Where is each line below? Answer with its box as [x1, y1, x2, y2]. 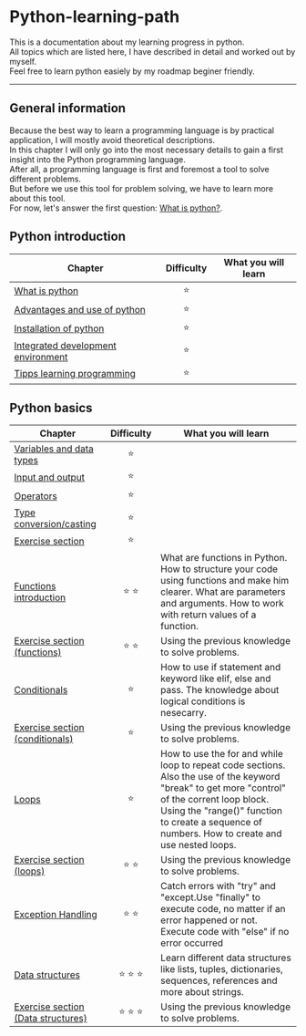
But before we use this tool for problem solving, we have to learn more [9, 182, 274, 193]
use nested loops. [160, 839, 237, 852]
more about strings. [160, 986, 244, 999]
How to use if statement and [160, 661, 281, 674]
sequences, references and [160, 974, 278, 987]
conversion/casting [14, 518, 97, 531]
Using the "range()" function [160, 804, 282, 817]
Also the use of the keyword [160, 771, 280, 783]
